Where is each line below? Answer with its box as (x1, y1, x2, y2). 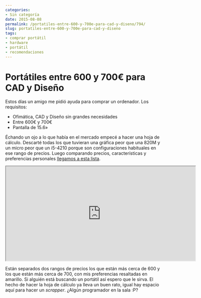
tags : (5, 31, 17, 36)
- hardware (5, 40, 28, 45)
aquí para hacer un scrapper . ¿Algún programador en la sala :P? (5, 287, 138, 293)
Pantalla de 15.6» (12, 125, 48, 131)
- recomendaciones (5, 49, 44, 54)
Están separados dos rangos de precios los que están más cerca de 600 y (5, 266, 160, 272)
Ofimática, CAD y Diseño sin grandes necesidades (12, 114, 118, 120)
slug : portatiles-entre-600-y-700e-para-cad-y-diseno (5, 26, 121, 31)
